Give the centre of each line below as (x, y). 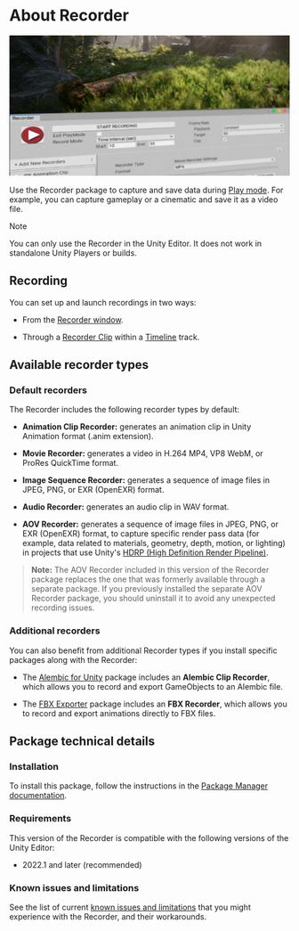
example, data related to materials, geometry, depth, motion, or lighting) (154, 543)
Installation (34, 767)
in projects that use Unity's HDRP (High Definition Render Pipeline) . (145, 552)
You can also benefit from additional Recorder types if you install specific (143, 650)
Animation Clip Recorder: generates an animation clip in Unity (137, 427)
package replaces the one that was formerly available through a (148, 579)
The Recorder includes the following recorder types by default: (125, 410)
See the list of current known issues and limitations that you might (130, 907)
